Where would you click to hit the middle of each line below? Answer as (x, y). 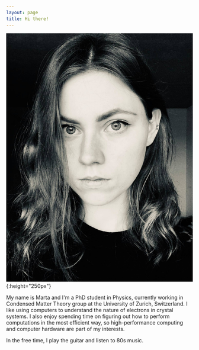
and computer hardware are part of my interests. (65, 329)
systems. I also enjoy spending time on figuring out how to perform (88, 316)
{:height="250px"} (29, 286)
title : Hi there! (28, 19)
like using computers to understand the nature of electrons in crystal (90, 310)
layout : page (22, 12)
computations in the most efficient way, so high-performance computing (95, 322)
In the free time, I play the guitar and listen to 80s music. (75, 340)
